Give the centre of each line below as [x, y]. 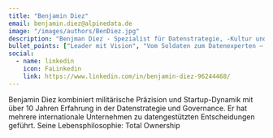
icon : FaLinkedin [52, 69]
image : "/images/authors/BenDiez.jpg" [74, 31]
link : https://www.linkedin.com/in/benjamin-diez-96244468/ [127, 76]
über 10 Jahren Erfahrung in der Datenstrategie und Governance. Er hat [128, 108]
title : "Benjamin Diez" [49, 16]
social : [22, 54]
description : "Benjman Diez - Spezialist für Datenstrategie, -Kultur [130, 39]
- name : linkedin [45, 62]
